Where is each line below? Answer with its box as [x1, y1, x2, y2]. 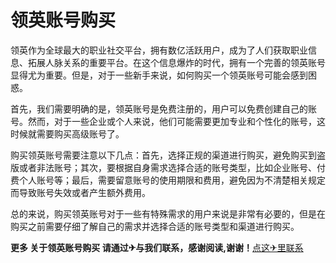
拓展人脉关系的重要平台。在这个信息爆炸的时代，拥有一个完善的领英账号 [27, 56, 326, 68]
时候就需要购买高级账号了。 [10, 127, 125, 140]
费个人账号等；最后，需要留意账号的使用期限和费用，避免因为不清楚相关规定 [10, 174, 326, 186]
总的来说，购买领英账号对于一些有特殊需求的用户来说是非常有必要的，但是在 [10, 207, 326, 220]
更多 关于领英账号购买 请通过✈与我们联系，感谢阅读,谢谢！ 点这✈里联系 [10, 241, 304, 253]
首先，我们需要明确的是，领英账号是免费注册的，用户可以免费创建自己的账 [10, 102, 317, 115]
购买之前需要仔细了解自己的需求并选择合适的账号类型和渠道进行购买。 [10, 220, 300, 232]
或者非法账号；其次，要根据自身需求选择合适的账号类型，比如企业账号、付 [18, 161, 326, 173]
